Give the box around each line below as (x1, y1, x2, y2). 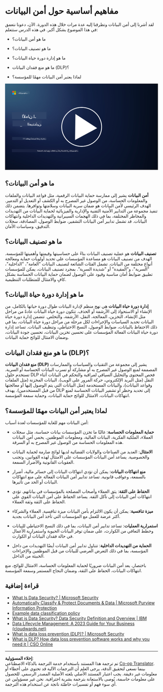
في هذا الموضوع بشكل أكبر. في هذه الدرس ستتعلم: (5, 26, 98, 32)
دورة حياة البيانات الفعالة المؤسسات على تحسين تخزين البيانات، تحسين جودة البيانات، (5, 329, 158, 335)
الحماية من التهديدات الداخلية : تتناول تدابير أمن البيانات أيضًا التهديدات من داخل (12, 543, 152, 548)
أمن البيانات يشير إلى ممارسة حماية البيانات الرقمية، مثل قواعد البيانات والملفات (5, 192, 149, 198)
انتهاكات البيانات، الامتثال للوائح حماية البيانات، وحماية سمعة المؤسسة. (5, 393, 130, 399)
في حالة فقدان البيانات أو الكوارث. (12, 533, 74, 539)
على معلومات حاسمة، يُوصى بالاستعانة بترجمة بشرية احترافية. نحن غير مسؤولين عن (5, 676, 155, 682)
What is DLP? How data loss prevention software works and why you (12, 636, 150, 642)
